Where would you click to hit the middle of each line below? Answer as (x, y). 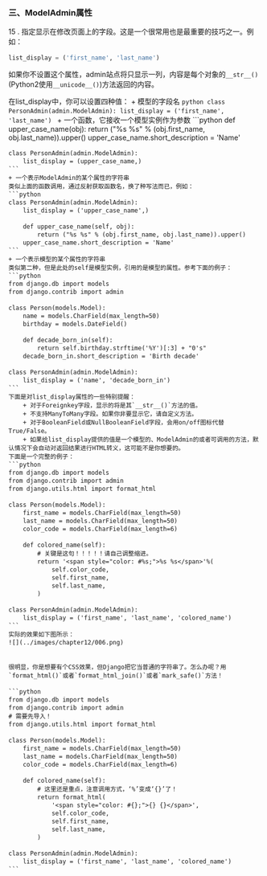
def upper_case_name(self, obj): (79, 227)
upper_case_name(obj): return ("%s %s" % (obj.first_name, (107, 129)
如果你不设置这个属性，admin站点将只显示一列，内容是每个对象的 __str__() (133, 75)
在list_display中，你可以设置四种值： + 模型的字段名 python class (117, 101)
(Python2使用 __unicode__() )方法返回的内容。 (84, 84)
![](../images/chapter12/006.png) (66, 643)
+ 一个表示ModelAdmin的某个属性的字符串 (69, 178)
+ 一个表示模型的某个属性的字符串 (57, 260)
